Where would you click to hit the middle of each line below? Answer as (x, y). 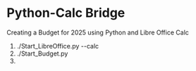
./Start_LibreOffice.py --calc (58, 46)
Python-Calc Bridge (66, 13)
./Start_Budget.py (42, 53)
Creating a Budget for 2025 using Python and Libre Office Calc (98, 32)
